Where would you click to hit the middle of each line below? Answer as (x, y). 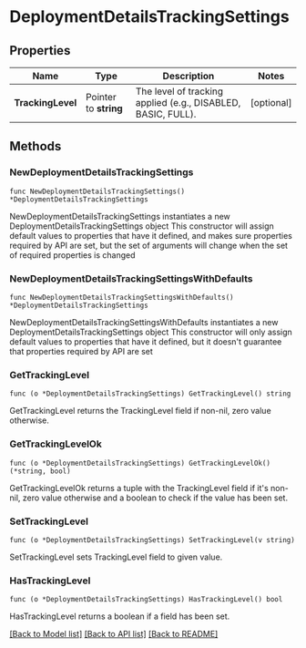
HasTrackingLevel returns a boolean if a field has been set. (120, 616)
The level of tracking (179, 91)
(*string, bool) (40, 471)
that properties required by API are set (81, 351)
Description (189, 76)
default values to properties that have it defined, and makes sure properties (151, 235)
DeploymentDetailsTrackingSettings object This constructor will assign (142, 226)
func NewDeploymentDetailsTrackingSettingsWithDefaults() (122, 297)
